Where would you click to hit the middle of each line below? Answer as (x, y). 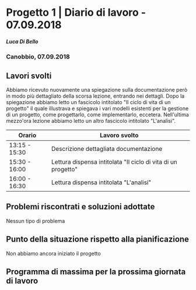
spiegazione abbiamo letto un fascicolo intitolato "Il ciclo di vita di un (88, 102)
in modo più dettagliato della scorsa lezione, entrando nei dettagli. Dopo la (95, 96)
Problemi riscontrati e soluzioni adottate (80, 207)
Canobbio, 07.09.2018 (38, 57)
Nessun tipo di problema (36, 221)
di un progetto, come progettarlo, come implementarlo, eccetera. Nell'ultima (98, 115)
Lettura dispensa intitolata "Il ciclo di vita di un (115, 162)
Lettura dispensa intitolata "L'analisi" (101, 182)
